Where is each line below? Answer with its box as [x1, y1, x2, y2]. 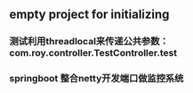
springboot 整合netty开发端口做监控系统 [9, 73, 184, 85]
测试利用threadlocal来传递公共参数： [9, 35, 169, 48]
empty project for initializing [9, 7, 170, 22]
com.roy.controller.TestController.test [9, 47, 178, 59]
